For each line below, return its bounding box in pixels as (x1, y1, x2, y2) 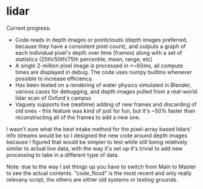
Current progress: (6, 24, 51, 32)
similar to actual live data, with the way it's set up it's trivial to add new (6, 145, 183, 152)
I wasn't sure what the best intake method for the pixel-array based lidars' (6, 125, 192, 132)
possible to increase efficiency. (15, 75, 94, 82)
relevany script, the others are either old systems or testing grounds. (6, 176, 178, 183)
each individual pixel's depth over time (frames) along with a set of (15, 49, 182, 56)
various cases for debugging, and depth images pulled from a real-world (15, 88, 198, 95)
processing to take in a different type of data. (6, 151, 120, 159)
